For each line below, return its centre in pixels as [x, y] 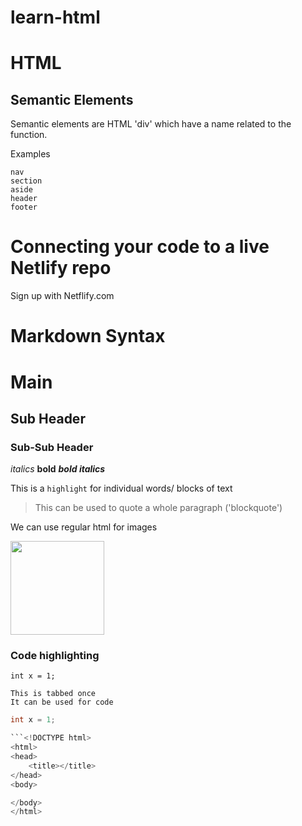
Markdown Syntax [88, 336]
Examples [30, 154]
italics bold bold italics [58, 469]
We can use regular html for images [84, 527]
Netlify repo [61, 268]
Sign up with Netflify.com [62, 296]
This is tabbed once [53, 694]
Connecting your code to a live [140, 247]
